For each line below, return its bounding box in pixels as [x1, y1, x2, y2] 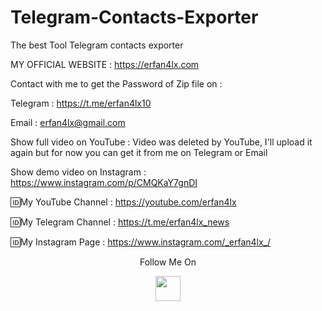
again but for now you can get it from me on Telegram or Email [10, 146, 268, 158]
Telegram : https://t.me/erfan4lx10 [10, 97, 152, 109]
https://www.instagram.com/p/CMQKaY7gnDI [10, 176, 198, 188]
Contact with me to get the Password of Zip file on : [10, 77, 223, 90]
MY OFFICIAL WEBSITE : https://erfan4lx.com [10, 58, 200, 70]
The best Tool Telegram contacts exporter [10, 39, 184, 51]
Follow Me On [139, 256, 197, 268]
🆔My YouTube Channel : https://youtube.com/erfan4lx [10, 196, 237, 208]
